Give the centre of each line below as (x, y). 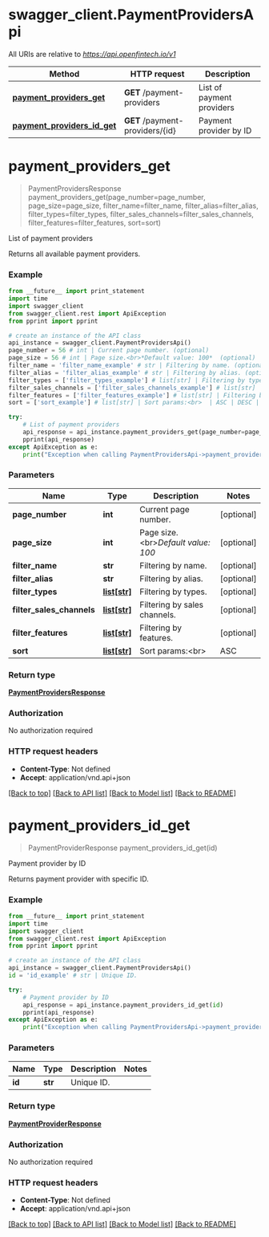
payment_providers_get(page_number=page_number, (116, 197)
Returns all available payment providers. (74, 254)
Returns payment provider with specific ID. (79, 879)
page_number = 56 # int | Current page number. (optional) (109, 351)
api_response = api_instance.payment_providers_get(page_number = (134, 432)
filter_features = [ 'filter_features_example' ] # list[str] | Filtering (132, 395)
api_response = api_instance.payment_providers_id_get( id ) (123, 1005)
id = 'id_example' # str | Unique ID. (73, 976)
